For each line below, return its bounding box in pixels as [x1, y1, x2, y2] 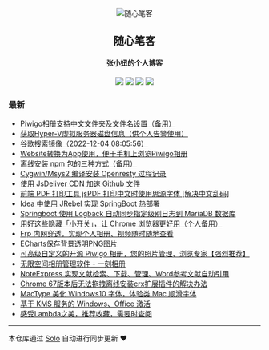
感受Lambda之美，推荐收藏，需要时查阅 [19, 308, 152, 318]
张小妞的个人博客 [106, 58, 163, 67]
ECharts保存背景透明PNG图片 [19, 239, 118, 248]
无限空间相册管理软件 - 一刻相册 [19, 259, 126, 268]
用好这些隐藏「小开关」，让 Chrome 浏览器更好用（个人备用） [19, 219, 223, 228]
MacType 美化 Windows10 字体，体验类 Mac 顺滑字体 [19, 288, 197, 298]
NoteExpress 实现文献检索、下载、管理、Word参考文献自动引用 [19, 268, 230, 278]
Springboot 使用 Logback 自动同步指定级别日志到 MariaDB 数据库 [19, 208, 236, 218]
